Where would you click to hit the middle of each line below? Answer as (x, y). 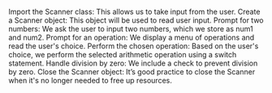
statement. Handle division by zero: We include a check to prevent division (133, 63)
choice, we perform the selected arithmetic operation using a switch (123, 55)
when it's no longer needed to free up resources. (90, 80)
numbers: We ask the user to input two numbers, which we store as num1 (131, 29)
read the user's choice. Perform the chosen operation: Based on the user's (134, 46)
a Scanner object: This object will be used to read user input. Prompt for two (136, 20)
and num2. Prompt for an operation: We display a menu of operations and (132, 37)
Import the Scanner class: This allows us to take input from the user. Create (134, 12)
